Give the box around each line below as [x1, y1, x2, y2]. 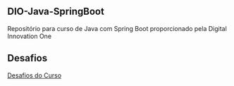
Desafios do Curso [7, 70, 62, 80]
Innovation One [7, 32, 51, 40]
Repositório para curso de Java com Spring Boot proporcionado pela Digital [7, 24, 227, 32]
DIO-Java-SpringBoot [7, 6, 104, 18]
